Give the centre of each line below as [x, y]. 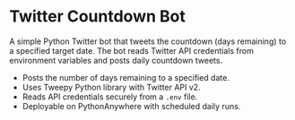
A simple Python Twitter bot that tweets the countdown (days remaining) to [148, 41]
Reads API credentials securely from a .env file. [110, 97]
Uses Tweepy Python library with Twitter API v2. [111, 87]
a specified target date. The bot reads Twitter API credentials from [131, 50]
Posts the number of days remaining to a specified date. [126, 77]
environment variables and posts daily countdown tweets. [116, 60]
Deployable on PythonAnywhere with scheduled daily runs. [131, 106]
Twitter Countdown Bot [97, 17]
